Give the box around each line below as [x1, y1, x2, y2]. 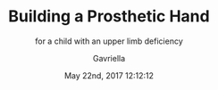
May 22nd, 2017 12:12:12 [64, 70, 154, 81]
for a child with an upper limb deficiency [34, 36, 184, 46]
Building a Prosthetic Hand [7, 6, 211, 27]
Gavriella [92, 53, 126, 63]
